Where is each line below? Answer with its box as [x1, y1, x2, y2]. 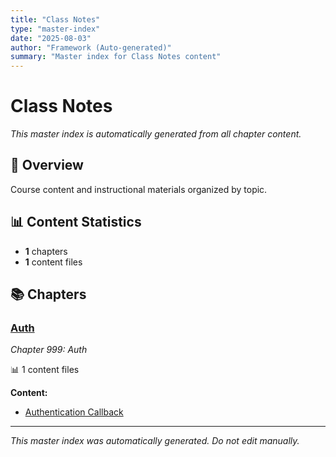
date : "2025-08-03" [10, 33, 92, 43]
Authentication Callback [24, 406, 124, 418]
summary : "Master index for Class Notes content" [10, 52, 222, 62]
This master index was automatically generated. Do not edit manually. [10, 435, 300, 447]
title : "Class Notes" [10, 14, 101, 25]
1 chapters [24, 245, 68, 257]
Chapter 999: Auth [10, 344, 88, 356]
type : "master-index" [10, 24, 101, 34]
